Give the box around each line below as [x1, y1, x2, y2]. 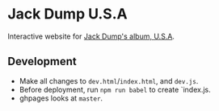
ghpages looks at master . [19, 93, 103, 103]
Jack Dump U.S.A [7, 5, 128, 23]
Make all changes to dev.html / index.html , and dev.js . [19, 76, 199, 85]
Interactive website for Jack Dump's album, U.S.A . [7, 31, 175, 41]
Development [7, 55, 78, 68]
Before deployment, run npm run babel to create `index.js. [19, 84, 211, 94]
